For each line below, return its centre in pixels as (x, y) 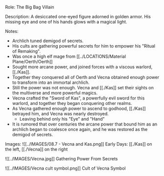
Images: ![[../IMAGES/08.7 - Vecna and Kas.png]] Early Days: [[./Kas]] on (79, 144)
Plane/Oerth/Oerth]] (32, 62)
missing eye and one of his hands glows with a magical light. (66, 22)
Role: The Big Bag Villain (30, 7)
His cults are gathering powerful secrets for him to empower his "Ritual (84, 46)
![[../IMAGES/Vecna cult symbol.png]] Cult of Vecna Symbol (65, 168)
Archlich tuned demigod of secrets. (48, 41)
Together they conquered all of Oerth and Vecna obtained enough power (86, 77)
